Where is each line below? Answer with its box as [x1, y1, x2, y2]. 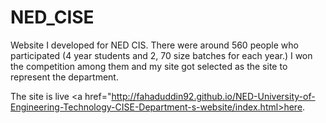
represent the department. [10, 71, 119, 83]
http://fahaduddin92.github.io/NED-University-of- [111, 90, 316, 102]
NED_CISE [10, 6, 95, 29]
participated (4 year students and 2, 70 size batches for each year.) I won [10, 49, 313, 61]
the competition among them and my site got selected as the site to [10, 60, 288, 72]
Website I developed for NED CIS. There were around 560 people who [10, 39, 299, 51]
